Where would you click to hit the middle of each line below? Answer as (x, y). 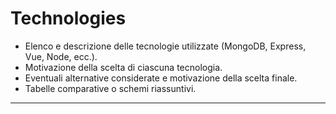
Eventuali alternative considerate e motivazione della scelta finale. (161, 78)
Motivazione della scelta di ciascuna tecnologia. (123, 67)
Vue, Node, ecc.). (61, 56)
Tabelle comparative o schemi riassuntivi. (110, 88)
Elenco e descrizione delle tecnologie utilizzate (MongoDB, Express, (165, 46)
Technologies (68, 18)
